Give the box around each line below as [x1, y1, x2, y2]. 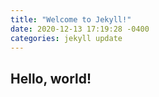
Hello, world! [10, 70, 92, 87]
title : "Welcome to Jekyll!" [10, 14, 132, 25]
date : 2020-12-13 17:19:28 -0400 [10, 24, 150, 34]
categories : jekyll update [10, 33, 123, 43]
